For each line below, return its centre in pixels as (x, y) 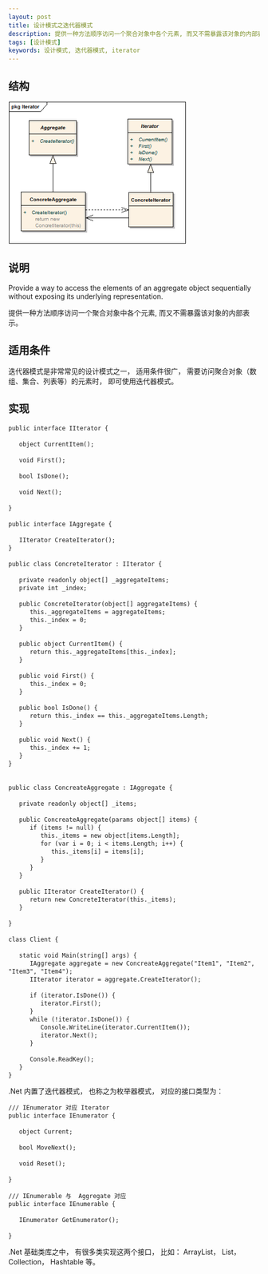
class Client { (33, 940)
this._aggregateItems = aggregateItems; (97, 612)
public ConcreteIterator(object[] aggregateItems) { (108, 604)
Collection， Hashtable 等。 (54, 1262)
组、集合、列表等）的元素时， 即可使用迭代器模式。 (93, 381)
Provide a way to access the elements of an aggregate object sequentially (130, 288)
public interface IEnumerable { (62, 1205)
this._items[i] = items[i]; (98, 852)
